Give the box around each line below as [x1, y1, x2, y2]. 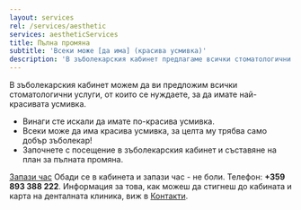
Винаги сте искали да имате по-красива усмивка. [22, 116, 216, 127]
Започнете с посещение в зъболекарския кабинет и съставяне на [22, 144, 277, 155]
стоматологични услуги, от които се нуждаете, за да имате [9, 89, 238, 100]
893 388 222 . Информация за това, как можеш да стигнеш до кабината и [9, 181, 292, 191]
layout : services [9, 13, 75, 22]
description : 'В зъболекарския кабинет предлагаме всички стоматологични [9, 55, 292, 64]
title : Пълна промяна [9, 38, 91, 48]
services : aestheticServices [9, 30, 119, 39]
